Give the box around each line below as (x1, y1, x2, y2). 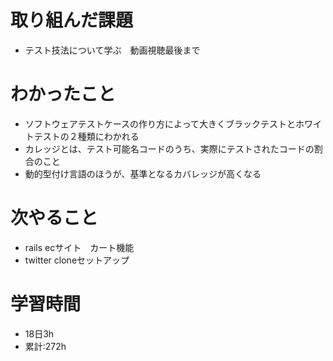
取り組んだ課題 (10, 9, 134, 32)
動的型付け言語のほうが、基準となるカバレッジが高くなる (24, 167, 262, 180)
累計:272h (24, 340, 67, 352)
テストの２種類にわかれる (33, 130, 140, 142)
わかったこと (10, 83, 117, 106)
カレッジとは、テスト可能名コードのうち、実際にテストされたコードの (24, 142, 315, 155)
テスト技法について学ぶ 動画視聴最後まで (24, 44, 201, 56)
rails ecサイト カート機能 (24, 241, 135, 253)
